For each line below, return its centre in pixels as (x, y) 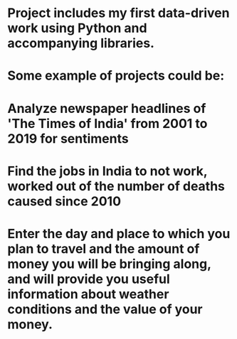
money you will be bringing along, (109, 264)
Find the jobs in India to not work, (107, 171)
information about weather (88, 294)
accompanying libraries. (81, 43)
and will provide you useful (89, 279)
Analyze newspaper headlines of (107, 108)
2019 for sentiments (68, 138)
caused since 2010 (64, 201)
